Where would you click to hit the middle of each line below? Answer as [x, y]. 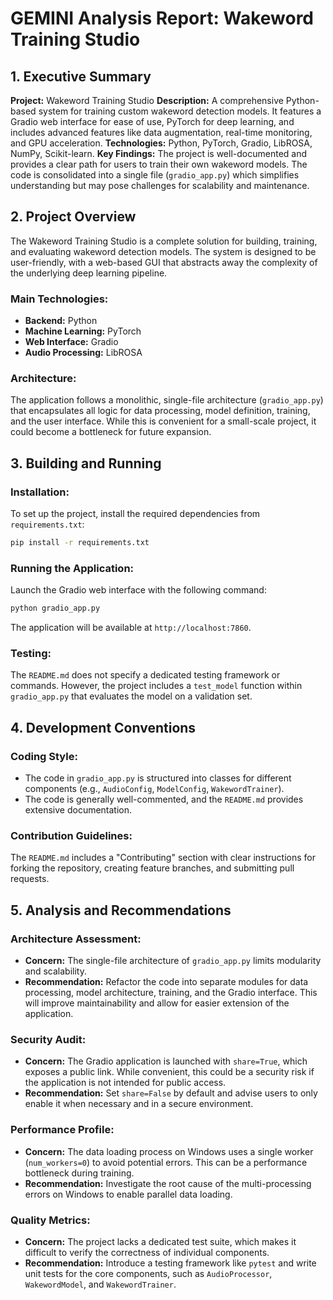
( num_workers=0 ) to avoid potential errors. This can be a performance [166, 1162]
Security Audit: [48, 1040]
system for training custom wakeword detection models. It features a [180, 111]
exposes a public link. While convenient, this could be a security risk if [169, 1072]
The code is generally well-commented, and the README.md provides [164, 799]
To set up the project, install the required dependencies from [135, 514]
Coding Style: [44, 756]
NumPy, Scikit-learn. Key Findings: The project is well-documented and [159, 153]
